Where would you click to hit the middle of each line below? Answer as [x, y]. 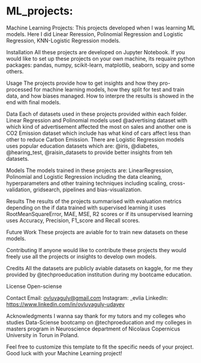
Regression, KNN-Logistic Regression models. [63, 40]
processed [19, 89]
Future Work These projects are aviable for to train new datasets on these [97, 232]
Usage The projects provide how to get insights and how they [82, 83]
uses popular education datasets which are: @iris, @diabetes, [82, 146]
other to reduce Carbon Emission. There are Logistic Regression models [95, 139]
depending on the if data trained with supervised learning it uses [86, 207]
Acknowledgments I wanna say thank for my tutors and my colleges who [96, 316]
